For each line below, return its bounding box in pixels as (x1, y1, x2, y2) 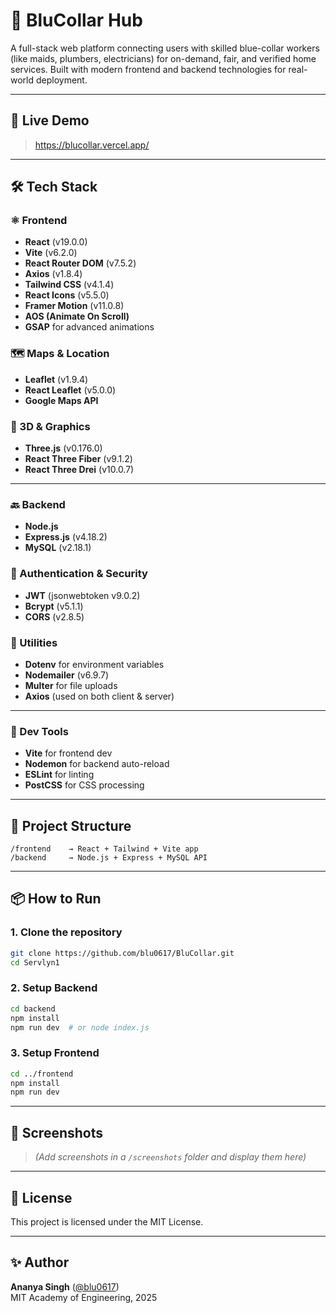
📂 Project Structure (10, 817, 132, 834)
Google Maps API (24, 394, 99, 406)
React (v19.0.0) (24, 236, 88, 248)
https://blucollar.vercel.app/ (34, 139, 150, 151)
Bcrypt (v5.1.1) (24, 600, 84, 612)
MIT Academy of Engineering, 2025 (10, 1291, 158, 1303)
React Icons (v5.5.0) (24, 289, 110, 301)
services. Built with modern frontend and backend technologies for (10, 63, 287, 75)
